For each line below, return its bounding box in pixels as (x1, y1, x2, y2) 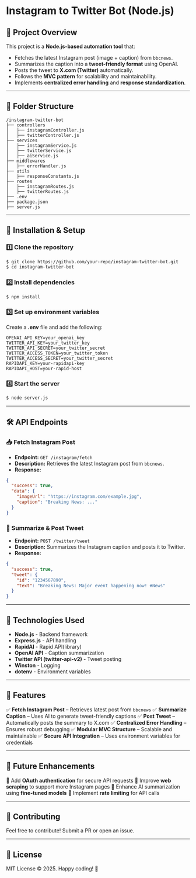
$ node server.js (6, 395, 48, 401)
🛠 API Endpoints (6, 417, 68, 428)
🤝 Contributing (6, 811, 61, 821)
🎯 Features (6, 690, 46, 700)
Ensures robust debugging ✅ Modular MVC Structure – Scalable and (6, 725, 172, 732)
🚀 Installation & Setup (6, 225, 86, 235)
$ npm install (6, 294, 41, 299)
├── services (6, 137, 38, 143)
